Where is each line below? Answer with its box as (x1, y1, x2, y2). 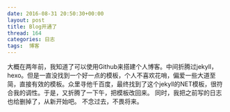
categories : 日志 (7, 36, 56, 43)
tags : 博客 (7, 42, 40, 49)
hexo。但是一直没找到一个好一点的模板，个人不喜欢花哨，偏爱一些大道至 (7, 71, 216, 79)
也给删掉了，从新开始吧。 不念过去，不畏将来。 (7, 97, 143, 105)
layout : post (7, 17, 45, 24)
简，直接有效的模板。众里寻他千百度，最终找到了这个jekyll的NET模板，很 (7, 80, 217, 88)
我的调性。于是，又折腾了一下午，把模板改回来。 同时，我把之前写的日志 (13, 88, 222, 97)
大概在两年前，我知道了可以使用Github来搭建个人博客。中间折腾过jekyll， (7, 63, 217, 70)
